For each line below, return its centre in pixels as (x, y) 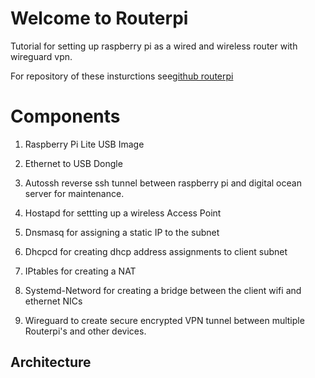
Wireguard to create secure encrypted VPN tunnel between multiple (164, 320)
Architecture (51, 362)
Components (65, 116)
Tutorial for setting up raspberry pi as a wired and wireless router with (154, 46)
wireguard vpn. (41, 56)
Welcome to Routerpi (99, 18)
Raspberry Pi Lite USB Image (84, 144)
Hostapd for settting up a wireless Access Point (123, 213)
